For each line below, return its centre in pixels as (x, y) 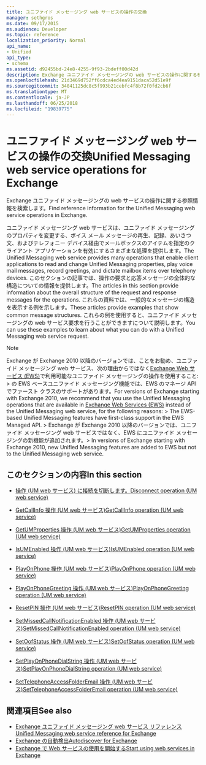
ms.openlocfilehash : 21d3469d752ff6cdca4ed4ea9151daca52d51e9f (89, 80)
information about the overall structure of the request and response (91, 292)
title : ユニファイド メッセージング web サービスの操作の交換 (77, 12)
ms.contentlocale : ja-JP (38, 97)
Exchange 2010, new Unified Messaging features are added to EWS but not (101, 447)
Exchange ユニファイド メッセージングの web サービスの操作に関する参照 (100, 200)
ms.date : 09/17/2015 (33, 23)
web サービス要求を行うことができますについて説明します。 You (115, 323)
